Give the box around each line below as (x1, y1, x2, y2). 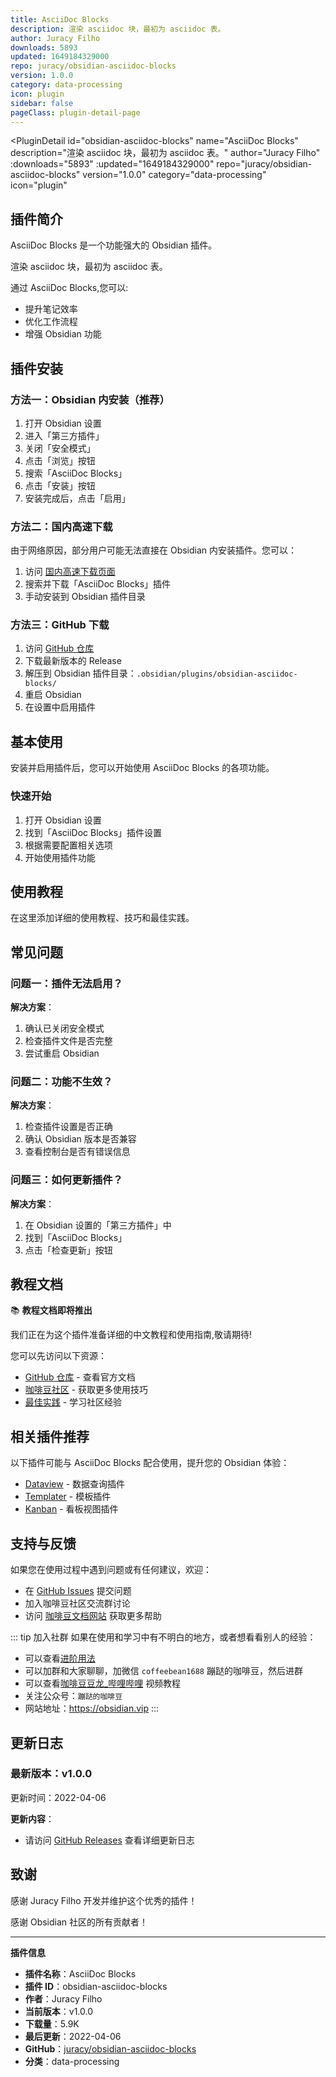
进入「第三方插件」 (24, 429, 105, 441)
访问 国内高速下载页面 (24, 566, 116, 578)
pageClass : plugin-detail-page (10, 107, 141, 118)
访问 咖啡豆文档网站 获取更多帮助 (24, 1610, 162, 1622)
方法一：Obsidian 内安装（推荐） (10, 392, 170, 406)
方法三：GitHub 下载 (10, 618, 110, 632)
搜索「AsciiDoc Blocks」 (24, 467, 128, 479)
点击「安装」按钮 (24, 479, 96, 491)
